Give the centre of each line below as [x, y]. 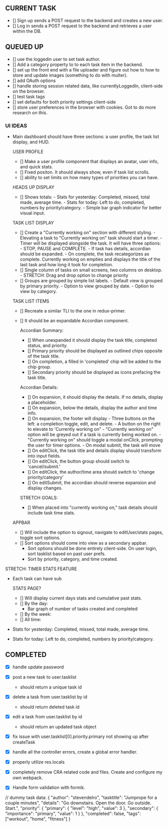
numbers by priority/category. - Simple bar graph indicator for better [91, 207]
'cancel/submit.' [44, 466]
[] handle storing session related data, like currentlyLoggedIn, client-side [88, 86]
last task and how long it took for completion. [66, 264]
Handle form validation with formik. [49, 788]
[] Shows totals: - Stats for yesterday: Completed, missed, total [85, 197]
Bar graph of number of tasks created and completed [82, 609]
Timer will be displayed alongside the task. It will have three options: [91, 243]
